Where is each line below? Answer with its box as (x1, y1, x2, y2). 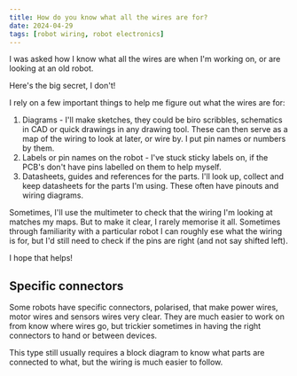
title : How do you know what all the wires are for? (9, 12, 208, 22)
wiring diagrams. (21, 190, 84, 200)
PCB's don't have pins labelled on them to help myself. (21, 161, 222, 173)
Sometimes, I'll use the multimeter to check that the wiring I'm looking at (9, 208, 273, 218)
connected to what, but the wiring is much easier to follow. (9, 356, 223, 368)
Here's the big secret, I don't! (9, 81, 116, 91)
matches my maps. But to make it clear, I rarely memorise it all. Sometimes (9, 216, 281, 227)
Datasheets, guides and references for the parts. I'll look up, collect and (21, 171, 285, 182)
